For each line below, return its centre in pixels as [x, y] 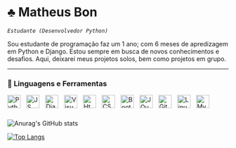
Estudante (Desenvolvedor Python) [58, 31]
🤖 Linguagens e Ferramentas [57, 83]
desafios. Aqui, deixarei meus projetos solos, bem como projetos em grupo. [117, 59]
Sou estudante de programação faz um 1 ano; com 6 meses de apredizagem [118, 43]
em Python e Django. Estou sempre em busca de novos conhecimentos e [113, 51]
